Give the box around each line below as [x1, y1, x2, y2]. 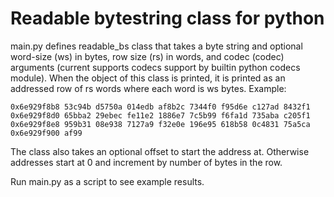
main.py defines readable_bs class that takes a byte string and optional [10, 40, 303, 52]
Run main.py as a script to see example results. [10, 175, 205, 187]
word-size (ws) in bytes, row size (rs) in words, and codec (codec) [10, 50, 285, 62]
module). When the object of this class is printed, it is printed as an [10, 72, 286, 84]
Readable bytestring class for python [10, 7, 325, 30]
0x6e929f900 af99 [10, 128, 83, 138]
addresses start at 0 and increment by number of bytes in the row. [10, 156, 283, 168]
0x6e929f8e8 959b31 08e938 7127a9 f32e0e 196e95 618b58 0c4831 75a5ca [10, 119, 311, 129]
